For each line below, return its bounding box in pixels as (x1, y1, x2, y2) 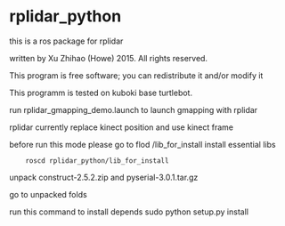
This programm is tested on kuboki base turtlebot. (9, 87, 193, 98)
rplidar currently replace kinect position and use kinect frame (9, 122, 234, 133)
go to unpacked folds (9, 189, 87, 199)
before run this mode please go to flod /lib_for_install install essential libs (9, 139, 276, 149)
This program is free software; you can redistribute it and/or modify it (9, 69, 264, 81)
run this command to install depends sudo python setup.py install (9, 206, 249, 217)
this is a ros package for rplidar (9, 36, 124, 46)
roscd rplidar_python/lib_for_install (25, 156, 169, 165)
